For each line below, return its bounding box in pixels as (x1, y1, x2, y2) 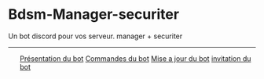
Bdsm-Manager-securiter (8, 5, 179, 23)
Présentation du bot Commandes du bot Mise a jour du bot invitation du (19, 53, 251, 63)
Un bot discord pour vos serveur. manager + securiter (8, 31, 183, 41)
